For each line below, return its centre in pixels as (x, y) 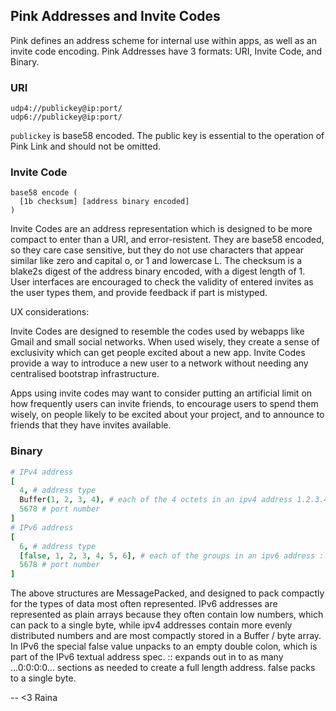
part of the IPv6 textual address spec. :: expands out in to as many (147, 657)
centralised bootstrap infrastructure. (85, 374)
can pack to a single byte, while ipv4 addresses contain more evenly (151, 625)
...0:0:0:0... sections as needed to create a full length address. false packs (163, 668)
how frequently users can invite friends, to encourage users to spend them (164, 404)
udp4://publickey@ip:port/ (66, 109)
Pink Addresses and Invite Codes (115, 16)
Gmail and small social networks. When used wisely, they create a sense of (165, 342)
